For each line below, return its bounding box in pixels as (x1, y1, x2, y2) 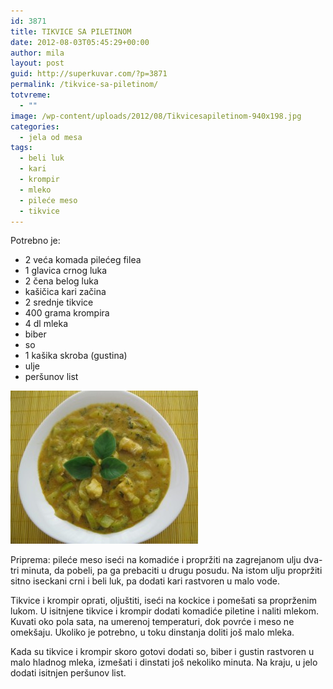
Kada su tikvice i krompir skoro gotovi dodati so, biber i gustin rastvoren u (10, 646, 315, 658)
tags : (10, 143, 33, 153)
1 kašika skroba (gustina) (24, 350, 128, 362)
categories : (10, 121, 60, 132)
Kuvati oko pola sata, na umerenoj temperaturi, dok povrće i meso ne (10, 616, 295, 628)
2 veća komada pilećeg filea (24, 254, 142, 266)
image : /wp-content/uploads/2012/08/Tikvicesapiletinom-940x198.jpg (10, 111, 302, 121)
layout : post (10, 58, 65, 69)
